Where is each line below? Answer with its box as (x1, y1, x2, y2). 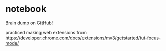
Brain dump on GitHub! (5, 20, 53, 26)
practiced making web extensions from (5, 29, 87, 35)
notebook (5, 3, 47, 15)
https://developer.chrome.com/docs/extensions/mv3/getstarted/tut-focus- (5, 35, 161, 41)
